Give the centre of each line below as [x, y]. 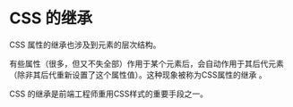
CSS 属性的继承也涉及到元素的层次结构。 [85, 45]
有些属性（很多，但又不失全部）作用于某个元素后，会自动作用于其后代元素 [146, 63]
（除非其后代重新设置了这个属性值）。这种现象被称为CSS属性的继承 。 [138, 74]
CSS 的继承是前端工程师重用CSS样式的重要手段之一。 [109, 94]
